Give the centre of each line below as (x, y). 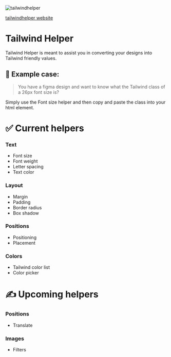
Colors (14, 256)
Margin (20, 196)
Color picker (26, 273)
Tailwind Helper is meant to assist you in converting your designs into (79, 53)
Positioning (25, 237)
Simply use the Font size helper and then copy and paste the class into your (85, 102)
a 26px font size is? (38, 92)
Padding (22, 202)
